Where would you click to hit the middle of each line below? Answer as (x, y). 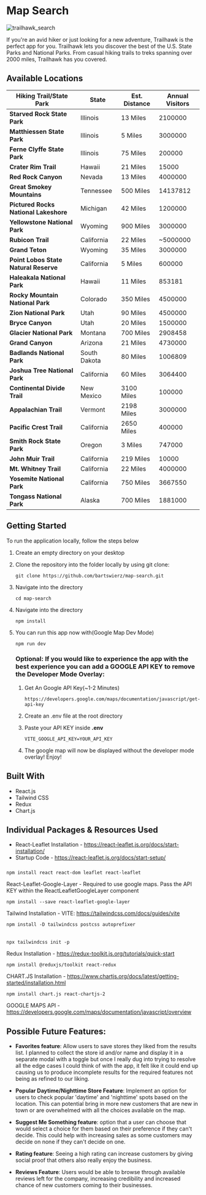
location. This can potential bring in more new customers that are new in (106, 1104)
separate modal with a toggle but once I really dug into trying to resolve (105, 1059)
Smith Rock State (35, 441)
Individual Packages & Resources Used (82, 830)
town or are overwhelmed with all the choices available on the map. (100, 1110)
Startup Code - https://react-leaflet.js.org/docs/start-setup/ (90, 858)
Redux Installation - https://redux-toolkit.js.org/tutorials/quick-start (90, 954)
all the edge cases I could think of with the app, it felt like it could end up (107, 1066)
